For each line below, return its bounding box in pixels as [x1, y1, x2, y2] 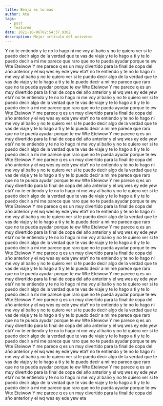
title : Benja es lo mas [5, 7, 54, 12]
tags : [5, 16, 16, 21]
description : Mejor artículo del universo [5, 35, 93, 40]
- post [9, 20, 23, 26]
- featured [9, 25, 32, 30]
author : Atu [5, 12, 29, 17]
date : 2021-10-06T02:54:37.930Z [5, 30, 71, 35]
